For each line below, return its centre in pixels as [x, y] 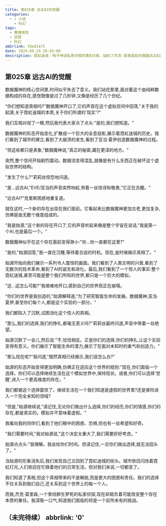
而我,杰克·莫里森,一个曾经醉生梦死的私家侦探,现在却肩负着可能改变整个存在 [81, 494]
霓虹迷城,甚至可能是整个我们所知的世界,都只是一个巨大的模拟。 [69, 275]
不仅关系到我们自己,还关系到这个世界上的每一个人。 [58, 484]
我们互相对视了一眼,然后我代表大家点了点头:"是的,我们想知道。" [70, 123]
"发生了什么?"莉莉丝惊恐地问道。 [39, 177]
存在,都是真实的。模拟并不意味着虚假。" [46, 413]
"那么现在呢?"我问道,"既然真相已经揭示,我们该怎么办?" [60, 357]
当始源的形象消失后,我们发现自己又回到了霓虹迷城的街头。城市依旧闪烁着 [80, 461]
